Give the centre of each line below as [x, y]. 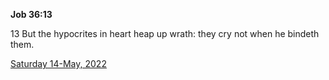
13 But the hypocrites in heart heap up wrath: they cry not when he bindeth [165, 33]
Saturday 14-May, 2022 [58, 63]
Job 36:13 [31, 14]
